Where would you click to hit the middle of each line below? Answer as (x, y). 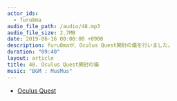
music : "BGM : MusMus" (40, 71)
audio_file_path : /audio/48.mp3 (54, 26)
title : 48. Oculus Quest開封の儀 (53, 65)
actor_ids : (23, 13)
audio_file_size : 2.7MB (41, 33)
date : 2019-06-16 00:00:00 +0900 (55, 39)
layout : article (30, 58)
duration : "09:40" (34, 52)
